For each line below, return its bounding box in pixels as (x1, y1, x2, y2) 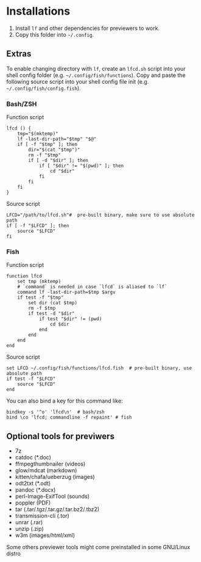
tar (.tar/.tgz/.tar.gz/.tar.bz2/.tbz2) (15, 506, 99, 513)
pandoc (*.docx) (15, 486, 56, 494)
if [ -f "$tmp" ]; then (17, 142, 78, 148)
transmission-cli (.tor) (15, 512, 70, 520)
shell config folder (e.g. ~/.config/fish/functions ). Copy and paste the (6, 71, 186, 79)
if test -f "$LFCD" (6, 376, 56, 382)
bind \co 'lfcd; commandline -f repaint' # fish (6, 414, 132, 421)
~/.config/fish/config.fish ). (6, 84, 81, 92)
